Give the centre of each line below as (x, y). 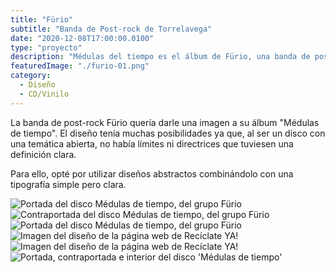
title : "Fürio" (42, 19)
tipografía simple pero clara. (68, 184)
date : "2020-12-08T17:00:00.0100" (82, 38)
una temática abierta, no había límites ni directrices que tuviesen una (152, 143)
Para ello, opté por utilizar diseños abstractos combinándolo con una (152, 173)
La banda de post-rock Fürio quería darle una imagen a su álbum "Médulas (165, 122)
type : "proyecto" (46, 47)
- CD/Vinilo (44, 94)
